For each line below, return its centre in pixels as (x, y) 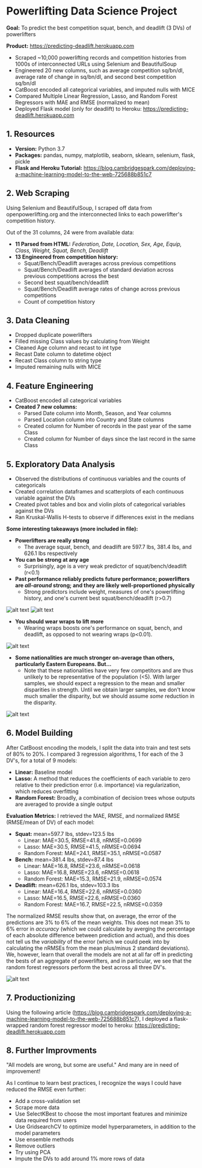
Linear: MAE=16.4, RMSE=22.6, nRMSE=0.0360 (83, 891)
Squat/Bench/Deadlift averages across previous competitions (100, 263)
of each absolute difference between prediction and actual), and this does (98, 935)
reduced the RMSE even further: (46, 1090)
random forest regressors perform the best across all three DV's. (86, 967)
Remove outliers (35, 1146)
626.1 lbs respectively (51, 553)
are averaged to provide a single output (64, 804)
